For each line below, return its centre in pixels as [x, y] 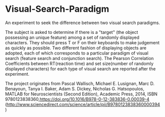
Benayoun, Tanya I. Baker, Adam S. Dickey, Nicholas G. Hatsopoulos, [75, 88]
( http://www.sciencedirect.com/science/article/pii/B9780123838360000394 [82, 104]
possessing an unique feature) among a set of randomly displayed [72, 37]
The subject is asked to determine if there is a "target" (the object [72, 32]
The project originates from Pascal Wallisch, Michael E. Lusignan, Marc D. [80, 83]
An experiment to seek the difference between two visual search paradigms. [82, 23]
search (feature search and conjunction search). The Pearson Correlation [80, 58]
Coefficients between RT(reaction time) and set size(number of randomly [79, 63]
